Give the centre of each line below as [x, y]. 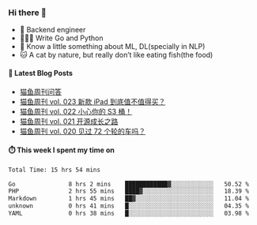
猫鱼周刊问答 [40, 92]
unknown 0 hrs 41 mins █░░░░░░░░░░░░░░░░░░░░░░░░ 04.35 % [128, 206]
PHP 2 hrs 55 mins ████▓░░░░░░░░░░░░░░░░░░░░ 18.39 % [128, 191]
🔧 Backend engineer [53, 30]
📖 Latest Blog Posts [41, 73]
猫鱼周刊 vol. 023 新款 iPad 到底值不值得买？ [93, 101]
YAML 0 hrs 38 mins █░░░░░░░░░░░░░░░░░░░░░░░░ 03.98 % [128, 214]
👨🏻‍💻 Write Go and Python [61, 38]
